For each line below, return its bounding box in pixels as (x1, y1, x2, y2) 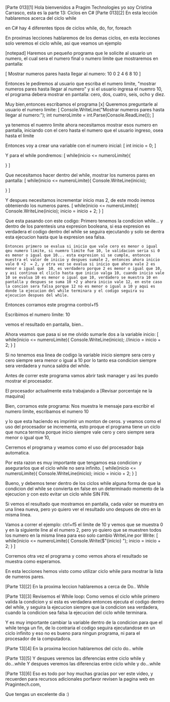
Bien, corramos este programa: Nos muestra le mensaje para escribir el (5, 403, 155, 409)
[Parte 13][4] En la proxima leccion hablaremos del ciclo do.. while (5, 646, 144, 651)
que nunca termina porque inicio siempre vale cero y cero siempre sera (5, 429, 155, 435)
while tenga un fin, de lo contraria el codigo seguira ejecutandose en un (5, 625, 156, 631)
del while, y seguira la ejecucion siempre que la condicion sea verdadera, (5, 604, 159, 610)
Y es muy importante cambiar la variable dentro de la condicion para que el (5, 620, 163, 625)
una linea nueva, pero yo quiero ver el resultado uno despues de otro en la (5, 506, 161, 512)
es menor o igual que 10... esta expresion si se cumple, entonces (5, 253, 151, 258)
